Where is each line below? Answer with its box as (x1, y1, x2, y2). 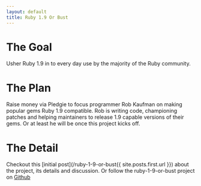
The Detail (6, 141, 59, 155)
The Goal (6, 40, 52, 54)
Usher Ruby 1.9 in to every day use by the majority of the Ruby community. (6, 60, 191, 67)
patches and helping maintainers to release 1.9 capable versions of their (6, 113, 184, 121)
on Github (6, 173, 31, 181)
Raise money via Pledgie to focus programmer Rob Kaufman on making (6, 101, 183, 108)
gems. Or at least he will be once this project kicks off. (6, 120, 140, 127)
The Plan (6, 81, 51, 95)
